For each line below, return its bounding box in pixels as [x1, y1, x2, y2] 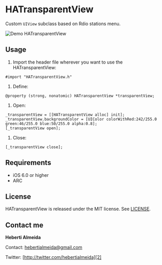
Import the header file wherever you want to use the [12, 59, 123, 65]
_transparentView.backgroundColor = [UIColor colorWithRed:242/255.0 [5, 116, 157, 121]
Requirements [5, 158, 51, 167]
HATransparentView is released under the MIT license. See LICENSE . [5, 206, 151, 212]
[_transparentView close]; [5, 145, 63, 150]
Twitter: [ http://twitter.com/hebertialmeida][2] [5, 254, 102, 260]
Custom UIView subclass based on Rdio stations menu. [5, 21, 121, 27]
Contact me [5, 220, 44, 229]
